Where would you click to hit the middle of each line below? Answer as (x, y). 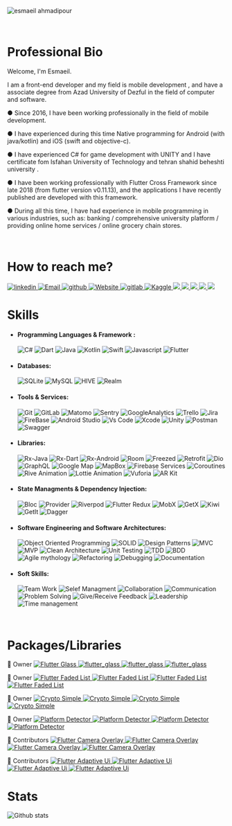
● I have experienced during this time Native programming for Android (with (116, 133)
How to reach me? (60, 267)
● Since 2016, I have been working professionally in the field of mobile (108, 113)
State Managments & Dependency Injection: (82, 489)
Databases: (34, 366)
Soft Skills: (33, 573)
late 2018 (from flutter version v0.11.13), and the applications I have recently (114, 190)
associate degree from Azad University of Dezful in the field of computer (111, 92)
